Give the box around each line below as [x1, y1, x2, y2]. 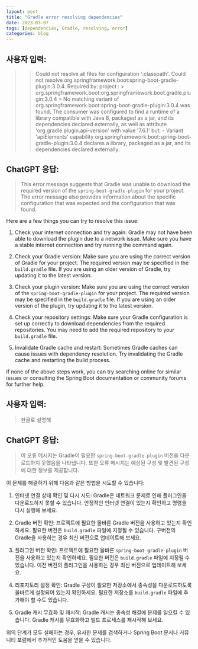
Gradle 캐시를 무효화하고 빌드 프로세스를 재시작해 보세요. [32, 616, 164, 624]
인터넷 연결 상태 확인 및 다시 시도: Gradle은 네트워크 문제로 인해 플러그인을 [14, 492, 187, 499]
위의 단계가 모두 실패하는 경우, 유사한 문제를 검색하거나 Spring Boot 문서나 [6, 629, 178, 636]
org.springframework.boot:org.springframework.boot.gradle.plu [35, 89, 191, 96]
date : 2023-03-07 [6, 20, 49, 25]
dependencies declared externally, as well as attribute [35, 120, 167, 127]
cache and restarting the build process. [14, 356, 111, 363]
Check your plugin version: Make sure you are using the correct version [14, 283, 190, 290]
